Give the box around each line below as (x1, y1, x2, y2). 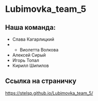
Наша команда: (5, 23, 56, 32)
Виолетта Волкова (19, 47, 58, 52)
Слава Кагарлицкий (12, 36, 54, 42)
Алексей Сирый (12, 52, 46, 58)
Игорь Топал (12, 57, 40, 63)
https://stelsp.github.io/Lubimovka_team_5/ (5, 90, 93, 96)
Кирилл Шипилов (12, 63, 49, 68)
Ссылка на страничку (5, 77, 77, 85)
